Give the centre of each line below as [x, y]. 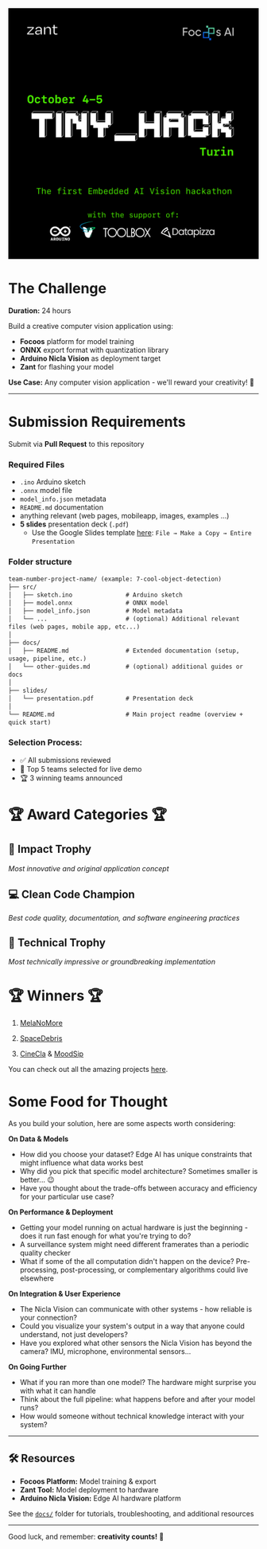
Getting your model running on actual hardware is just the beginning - [134, 1228]
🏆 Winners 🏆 [56, 996]
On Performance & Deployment [61, 1212]
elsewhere [37, 1278]
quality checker [45, 1253]
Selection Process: [45, 742]
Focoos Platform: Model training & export [88, 1481]
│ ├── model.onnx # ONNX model [89, 603]
